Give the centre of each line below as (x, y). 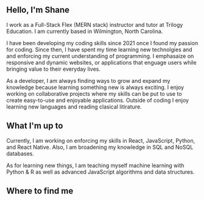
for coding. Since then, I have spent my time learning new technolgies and (100, 49)
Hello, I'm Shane (38, 10)
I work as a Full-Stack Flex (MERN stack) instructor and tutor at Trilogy (95, 24)
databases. (20, 153)
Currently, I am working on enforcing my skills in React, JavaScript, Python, (101, 140)
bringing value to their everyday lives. (53, 69)
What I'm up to (35, 126)
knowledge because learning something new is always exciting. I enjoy (95, 87)
